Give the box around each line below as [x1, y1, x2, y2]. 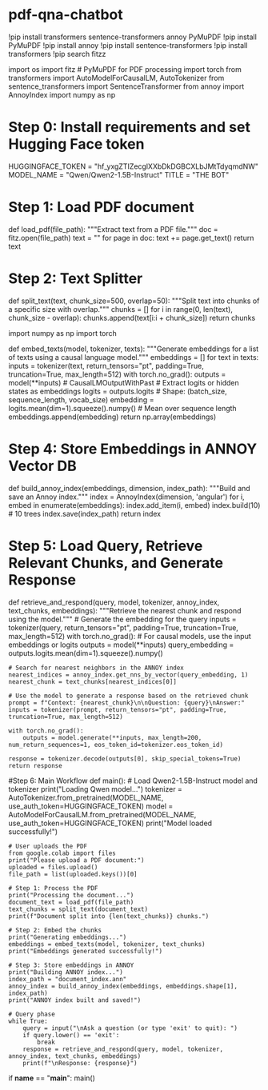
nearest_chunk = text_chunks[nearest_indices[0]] [8, 677, 178, 685]
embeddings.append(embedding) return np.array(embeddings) [8, 412, 217, 421]
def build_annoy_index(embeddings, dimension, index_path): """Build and [8, 483, 250, 493]
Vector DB [8, 457, 78, 475]
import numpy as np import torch [8, 328, 118, 337]
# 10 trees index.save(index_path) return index [8, 509, 162, 518]
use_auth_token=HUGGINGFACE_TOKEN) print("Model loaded [8, 818, 213, 828]
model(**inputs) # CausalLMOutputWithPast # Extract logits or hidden [8, 377, 240, 387]
